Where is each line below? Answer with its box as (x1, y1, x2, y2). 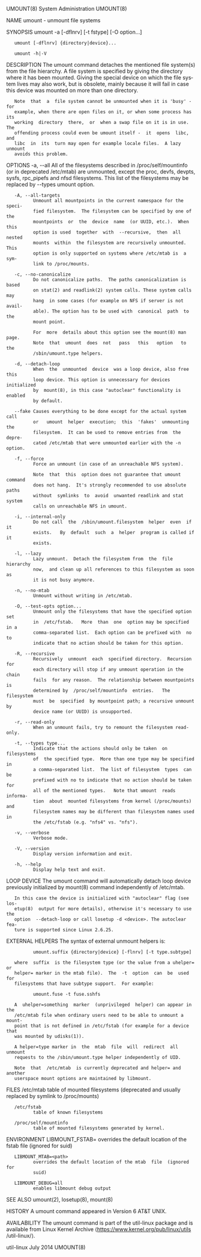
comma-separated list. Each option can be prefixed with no (32, 630, 192, 636)
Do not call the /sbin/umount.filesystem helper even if (32, 519, 192, 525)
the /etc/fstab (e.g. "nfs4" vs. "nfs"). (32, 819, 138, 825)
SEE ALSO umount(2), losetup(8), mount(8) (6, 1196, 113, 1203)
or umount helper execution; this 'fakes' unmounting (32, 419, 189, 425)
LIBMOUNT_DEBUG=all (14, 1180, 63, 1186)
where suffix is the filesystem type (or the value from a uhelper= (14, 960, 195, 966)
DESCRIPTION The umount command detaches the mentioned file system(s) (6, 61, 196, 68)
